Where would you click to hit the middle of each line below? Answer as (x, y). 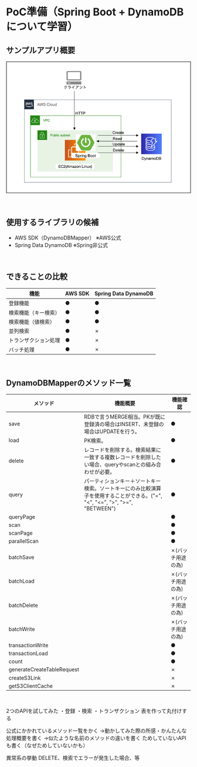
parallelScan (24, 541)
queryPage (22, 516)
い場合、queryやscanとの (115, 465)
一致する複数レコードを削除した (123, 457)
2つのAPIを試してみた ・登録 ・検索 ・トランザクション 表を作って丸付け (94, 711)
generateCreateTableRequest (44, 670)
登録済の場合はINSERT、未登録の (124, 424)
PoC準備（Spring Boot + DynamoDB (95, 12)
